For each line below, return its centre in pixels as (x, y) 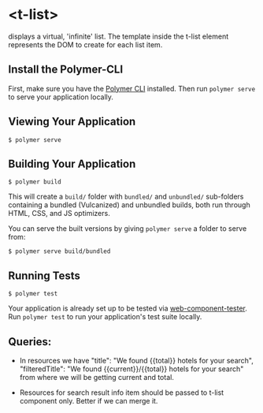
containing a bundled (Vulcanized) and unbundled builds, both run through (129, 205)
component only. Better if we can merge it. (89, 401)
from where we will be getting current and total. (97, 377)
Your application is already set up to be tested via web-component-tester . (128, 308)
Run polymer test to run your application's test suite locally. (105, 317)
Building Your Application (72, 164)
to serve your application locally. (61, 97)
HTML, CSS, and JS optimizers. (59, 214)
